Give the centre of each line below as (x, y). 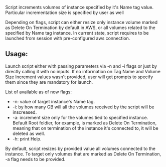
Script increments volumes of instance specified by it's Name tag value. (79, 7)
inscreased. (25, 112)
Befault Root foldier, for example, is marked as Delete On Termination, (85, 123)
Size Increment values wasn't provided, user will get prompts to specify (79, 77)
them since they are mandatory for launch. (49, 82)
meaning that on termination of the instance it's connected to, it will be (86, 128)
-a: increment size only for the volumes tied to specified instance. (80, 117)
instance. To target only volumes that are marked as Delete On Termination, (83, 154)
